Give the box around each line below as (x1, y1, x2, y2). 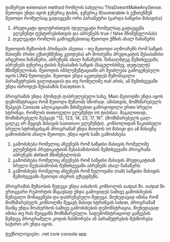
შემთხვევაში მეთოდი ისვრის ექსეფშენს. (12, 173, 99, 179)
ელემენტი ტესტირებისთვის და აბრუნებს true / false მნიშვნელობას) (12, 31, 157, 36)
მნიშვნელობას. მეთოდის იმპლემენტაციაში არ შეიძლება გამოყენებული (5, 67, 160, 73)
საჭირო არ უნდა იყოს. (5, 221, 54, 227)
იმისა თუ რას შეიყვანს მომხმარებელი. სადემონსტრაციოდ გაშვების (5, 210, 151, 216)
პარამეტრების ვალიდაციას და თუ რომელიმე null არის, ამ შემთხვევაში (5, 78, 158, 84)
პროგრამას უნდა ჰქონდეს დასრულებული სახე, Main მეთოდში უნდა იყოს (5, 94, 163, 99)
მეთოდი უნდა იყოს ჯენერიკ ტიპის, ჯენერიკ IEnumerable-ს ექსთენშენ (5, 10, 152, 16)
